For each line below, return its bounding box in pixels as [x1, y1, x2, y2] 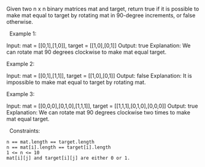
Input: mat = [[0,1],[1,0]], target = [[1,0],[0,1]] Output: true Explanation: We [6, 42, 191, 49]
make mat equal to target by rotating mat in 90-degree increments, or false [6, 12, 196, 19]
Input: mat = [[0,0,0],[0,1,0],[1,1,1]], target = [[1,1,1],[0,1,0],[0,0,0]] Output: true [6, 102, 198, 109]
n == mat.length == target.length [6, 139, 95, 145]
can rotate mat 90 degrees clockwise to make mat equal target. [6, 48, 167, 56]
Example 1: [9, 30, 37, 37]
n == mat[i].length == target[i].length [6, 144, 112, 150]
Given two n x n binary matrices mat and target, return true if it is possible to [6, 6, 199, 12]
